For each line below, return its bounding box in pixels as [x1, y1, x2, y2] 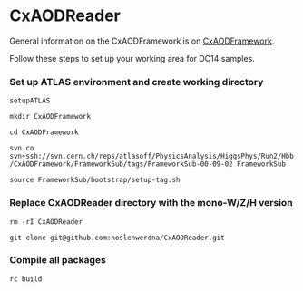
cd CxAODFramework [9, 128, 79, 137]
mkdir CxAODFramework [9, 112, 92, 121]
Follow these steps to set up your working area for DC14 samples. [9, 53, 256, 63]
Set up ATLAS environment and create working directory [9, 75, 264, 88]
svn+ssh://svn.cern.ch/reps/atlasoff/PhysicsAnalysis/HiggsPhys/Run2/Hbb [9, 151, 295, 161]
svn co [9, 144, 34, 153]
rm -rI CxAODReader [9, 217, 83, 227]
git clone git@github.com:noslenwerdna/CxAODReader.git [9, 233, 225, 242]
